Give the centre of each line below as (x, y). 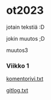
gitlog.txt (17, 90)
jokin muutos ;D (25, 38)
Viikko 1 (18, 65)
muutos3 (17, 50)
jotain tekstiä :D (25, 27)
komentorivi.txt (25, 79)
